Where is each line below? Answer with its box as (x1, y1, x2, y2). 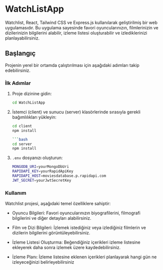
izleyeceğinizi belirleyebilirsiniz (12, 259, 74, 265)
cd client (12, 124, 33, 128)
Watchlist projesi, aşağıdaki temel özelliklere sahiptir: (5, 201, 111, 207)
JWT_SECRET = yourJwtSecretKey (12, 178, 72, 183)
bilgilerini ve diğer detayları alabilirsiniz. (12, 215, 91, 221)
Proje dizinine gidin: (12, 91, 52, 97)
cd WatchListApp (12, 100, 45, 105)
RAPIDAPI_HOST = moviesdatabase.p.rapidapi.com (12, 173, 106, 179)
